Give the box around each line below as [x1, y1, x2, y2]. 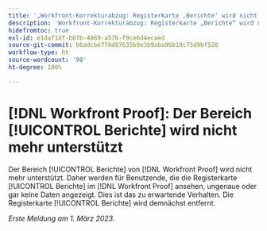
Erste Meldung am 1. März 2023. [8, 214, 115, 223]
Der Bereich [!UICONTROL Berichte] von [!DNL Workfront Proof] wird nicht [8, 164, 253, 174]
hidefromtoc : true [8, 26, 69, 34]
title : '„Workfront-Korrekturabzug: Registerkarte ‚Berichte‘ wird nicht [8, 11, 258, 20]
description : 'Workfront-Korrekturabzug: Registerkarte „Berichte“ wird [8, 19, 254, 27]
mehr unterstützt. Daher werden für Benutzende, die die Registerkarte [8, 172, 238, 183]
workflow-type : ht [8, 48, 69, 56]
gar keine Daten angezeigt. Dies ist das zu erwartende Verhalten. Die [8, 190, 234, 199]
